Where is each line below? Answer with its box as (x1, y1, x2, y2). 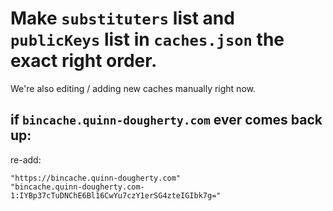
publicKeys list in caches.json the (10, 28, 285, 51)
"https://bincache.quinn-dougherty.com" (10, 173, 182, 183)
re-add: (10, 153, 42, 166)
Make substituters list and (10, 7, 235, 30)
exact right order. (10, 50, 158, 72)
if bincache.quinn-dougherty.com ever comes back (10, 112, 323, 129)
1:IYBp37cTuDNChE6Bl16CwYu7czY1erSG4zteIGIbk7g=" (10, 190, 222, 201)
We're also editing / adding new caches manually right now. (10, 82, 256, 94)
